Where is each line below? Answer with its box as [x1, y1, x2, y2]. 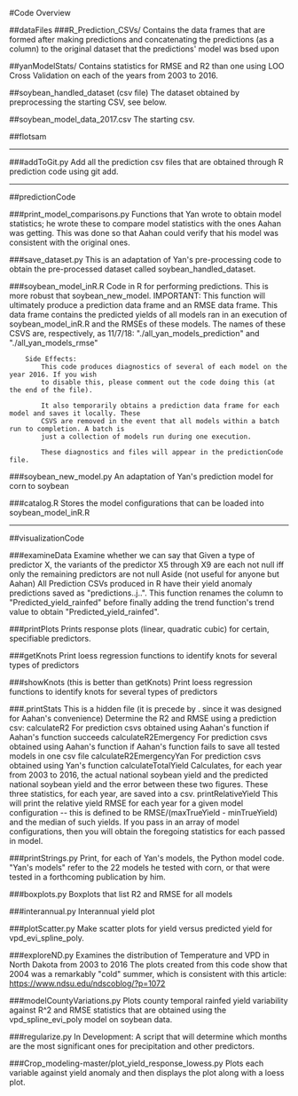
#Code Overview [9, 8, 71, 18]
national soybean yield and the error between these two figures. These [9, 779, 269, 789]
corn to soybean [9, 481, 69, 491]
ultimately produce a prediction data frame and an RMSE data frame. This [9, 300, 278, 310]
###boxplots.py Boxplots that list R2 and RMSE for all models [9, 889, 233, 899]
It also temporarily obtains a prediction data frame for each [41, 401, 279, 410]
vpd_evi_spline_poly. [9, 933, 84, 943]
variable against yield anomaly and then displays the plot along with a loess [9, 1068, 285, 1077]
